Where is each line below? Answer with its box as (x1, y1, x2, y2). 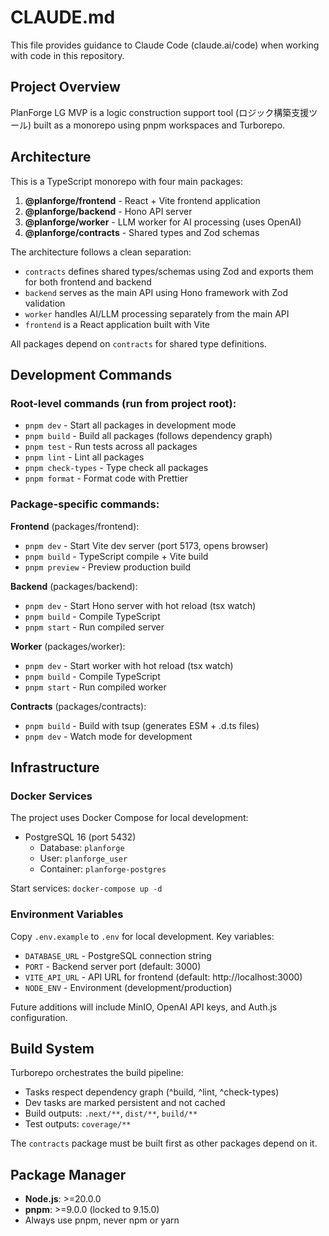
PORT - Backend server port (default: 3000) (24, 960, 202, 972)
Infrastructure (10, 759, 100, 776)
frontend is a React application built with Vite (24, 318, 211, 330)
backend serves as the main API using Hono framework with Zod (24, 286, 289, 298)
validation (24, 297, 66, 309)
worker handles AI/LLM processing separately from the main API (24, 307, 290, 320)
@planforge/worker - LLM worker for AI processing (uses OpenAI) (24, 216, 302, 228)
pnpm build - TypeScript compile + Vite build (24, 550, 209, 562)
